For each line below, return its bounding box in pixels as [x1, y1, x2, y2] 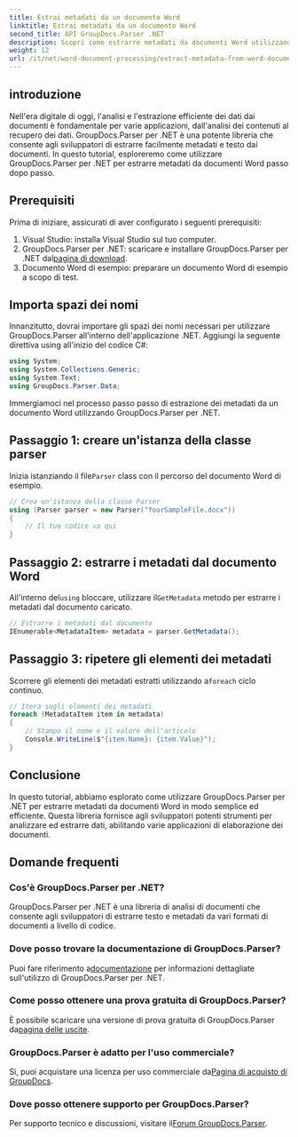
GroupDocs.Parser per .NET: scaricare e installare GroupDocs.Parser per [21, 243, 288, 254]
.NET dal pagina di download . [21, 252, 128, 263]
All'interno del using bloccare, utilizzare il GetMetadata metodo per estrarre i [9, 592, 281, 602]
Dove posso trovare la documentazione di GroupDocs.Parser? [9, 942, 281, 955]
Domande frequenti [9, 855, 120, 870]
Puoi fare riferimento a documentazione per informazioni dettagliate [9, 963, 255, 974]
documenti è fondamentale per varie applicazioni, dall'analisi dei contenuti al [9, 120, 289, 131]
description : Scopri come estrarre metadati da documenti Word [9, 37, 248, 47]
